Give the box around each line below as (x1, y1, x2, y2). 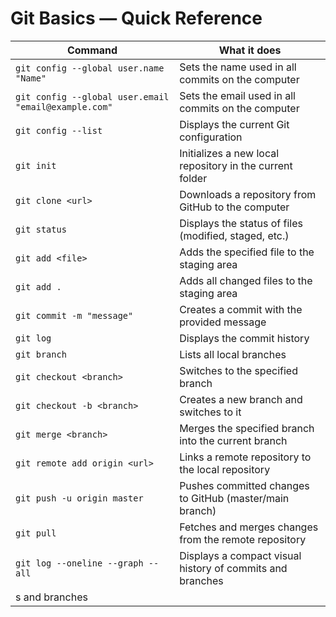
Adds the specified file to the (179, 245, 315, 259)
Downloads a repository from (179, 187, 317, 201)
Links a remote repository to (179, 450, 312, 464)
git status (15, 223, 67, 235)
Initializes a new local (179, 146, 280, 160)
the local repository (179, 462, 271, 476)
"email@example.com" (15, 101, 113, 112)
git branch (15, 348, 67, 360)
